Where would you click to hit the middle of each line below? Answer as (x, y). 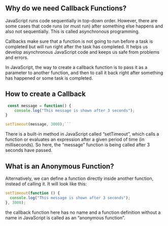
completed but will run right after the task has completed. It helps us (77, 46)
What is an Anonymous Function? (60, 166)
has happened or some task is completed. (49, 78)
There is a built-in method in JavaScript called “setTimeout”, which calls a (82, 134)
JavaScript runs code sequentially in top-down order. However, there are (81, 20)
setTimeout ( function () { (32, 193)
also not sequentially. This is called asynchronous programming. (73, 31)
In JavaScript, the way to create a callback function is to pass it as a (76, 67)
